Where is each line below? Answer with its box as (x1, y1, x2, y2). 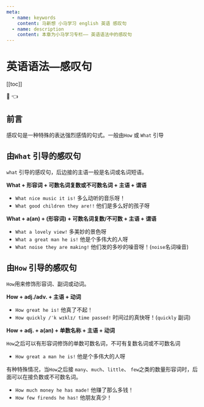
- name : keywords (12, 15, 56, 21)
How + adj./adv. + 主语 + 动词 (6, 293, 81, 300)
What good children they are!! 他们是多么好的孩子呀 (15, 202, 150, 209)
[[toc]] (6, 81, 23, 88)
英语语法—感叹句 (6, 60, 93, 74)
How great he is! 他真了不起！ (15, 306, 93, 313)
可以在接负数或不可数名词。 (11, 373, 81, 380)
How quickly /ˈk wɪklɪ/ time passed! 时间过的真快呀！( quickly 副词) (15, 314, 191, 321)
